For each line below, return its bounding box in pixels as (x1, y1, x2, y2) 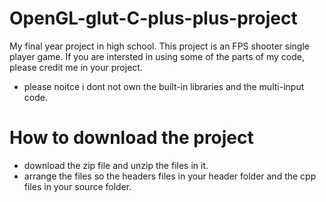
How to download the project (9, 127, 254, 149)
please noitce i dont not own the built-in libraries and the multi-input (23, 80, 305, 92)
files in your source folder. (23, 180, 132, 192)
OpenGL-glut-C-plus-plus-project (9, 7, 298, 30)
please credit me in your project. (9, 61, 143, 73)
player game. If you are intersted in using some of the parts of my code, (9, 50, 305, 62)
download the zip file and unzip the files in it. (23, 159, 209, 171)
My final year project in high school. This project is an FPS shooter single (9, 40, 310, 52)
